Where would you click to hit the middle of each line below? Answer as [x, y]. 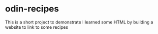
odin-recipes [32, 9]
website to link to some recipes [37, 27]
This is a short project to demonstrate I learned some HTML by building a [79, 22]
